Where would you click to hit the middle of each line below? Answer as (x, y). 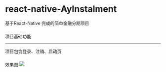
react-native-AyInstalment (61, 9)
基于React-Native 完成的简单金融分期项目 (47, 23)
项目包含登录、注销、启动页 (33, 51)
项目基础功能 (18, 36)
